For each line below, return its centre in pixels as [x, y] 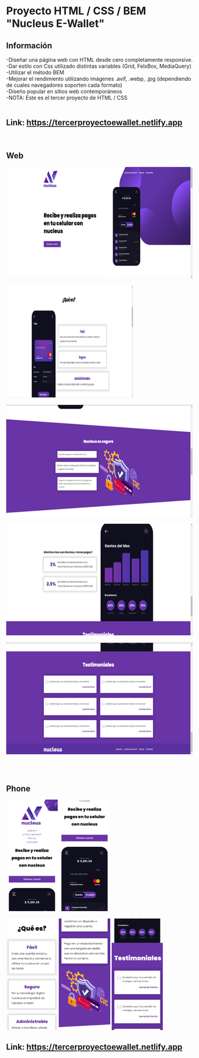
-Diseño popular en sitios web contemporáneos [64, 91]
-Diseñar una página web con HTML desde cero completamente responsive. [99, 60]
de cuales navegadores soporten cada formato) [64, 85]
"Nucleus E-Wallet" [55, 23]
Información [29, 45]
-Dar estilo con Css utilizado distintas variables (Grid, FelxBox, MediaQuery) [99, 66]
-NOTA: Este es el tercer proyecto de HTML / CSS [67, 98]
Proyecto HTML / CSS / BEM [76, 11]
